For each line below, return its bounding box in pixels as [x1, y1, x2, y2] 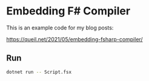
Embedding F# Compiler [6, 4, 131, 18]
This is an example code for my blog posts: [6, 24, 114, 31]
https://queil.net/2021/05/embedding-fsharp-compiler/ [6, 35, 144, 43]
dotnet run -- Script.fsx [6, 69, 71, 75]
